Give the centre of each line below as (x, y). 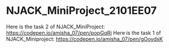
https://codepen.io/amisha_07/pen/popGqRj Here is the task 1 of (84, 32)
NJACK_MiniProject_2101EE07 (82, 11)
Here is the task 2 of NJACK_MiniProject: (56, 27)
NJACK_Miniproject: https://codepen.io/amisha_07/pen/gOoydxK (84, 39)
